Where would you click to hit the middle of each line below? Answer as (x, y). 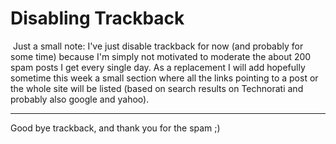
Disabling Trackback (97, 18)
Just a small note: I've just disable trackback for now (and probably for (158, 46)
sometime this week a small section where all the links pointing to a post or (164, 78)
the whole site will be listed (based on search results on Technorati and (157, 88)
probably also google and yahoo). (80, 99)
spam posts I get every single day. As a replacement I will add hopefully (158, 67)
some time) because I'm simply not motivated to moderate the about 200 (161, 56)
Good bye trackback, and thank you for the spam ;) (115, 128)
